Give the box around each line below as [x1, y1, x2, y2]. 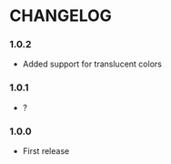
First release [22, 146, 70, 157]
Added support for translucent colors [22, 58, 162, 69]
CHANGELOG [9, 5, 112, 26]
